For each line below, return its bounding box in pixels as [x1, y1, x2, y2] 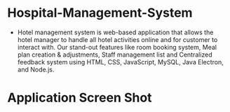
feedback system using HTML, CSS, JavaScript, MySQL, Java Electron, [17, 57, 224, 66]
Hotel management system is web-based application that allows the [17, 28, 214, 36]
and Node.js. [17, 65, 55, 73]
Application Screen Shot [7, 90, 152, 106]
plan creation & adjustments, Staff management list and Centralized [17, 50, 212, 59]
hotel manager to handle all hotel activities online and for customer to [17, 35, 218, 43]
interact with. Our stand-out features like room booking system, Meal [17, 43, 217, 51]
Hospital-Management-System [7, 5, 193, 21]
